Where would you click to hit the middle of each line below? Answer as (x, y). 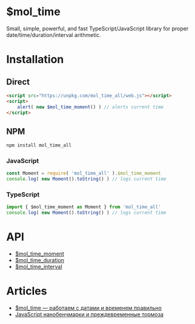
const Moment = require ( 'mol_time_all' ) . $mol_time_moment (84, 174)
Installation (35, 60)
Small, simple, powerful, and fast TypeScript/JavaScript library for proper (97, 28)
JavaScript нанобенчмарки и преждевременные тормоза (89, 314)
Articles (27, 291)
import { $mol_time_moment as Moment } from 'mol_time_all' (84, 207)
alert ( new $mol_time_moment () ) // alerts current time (91, 107)
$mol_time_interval (38, 267)
